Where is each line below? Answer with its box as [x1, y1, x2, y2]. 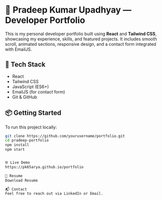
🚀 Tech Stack [5, 60, 46, 69]
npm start [5, 147, 25, 152]
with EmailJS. [5, 46, 32, 52]
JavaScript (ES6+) [12, 84, 49, 90]
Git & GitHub [12, 94, 37, 100]
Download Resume [5, 178, 38, 183]
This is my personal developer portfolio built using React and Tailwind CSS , [5, 31, 157, 36]
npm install [5, 143, 29, 147]
